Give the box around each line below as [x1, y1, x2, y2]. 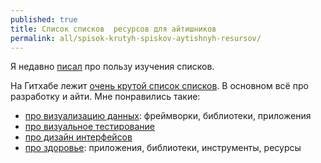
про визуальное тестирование [24, 121, 155, 133]
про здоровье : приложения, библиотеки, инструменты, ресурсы [24, 142, 302, 154]
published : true [10, 14, 78, 25]
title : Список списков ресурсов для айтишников [10, 24, 217, 34]
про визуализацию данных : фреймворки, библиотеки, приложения [24, 110, 312, 122]
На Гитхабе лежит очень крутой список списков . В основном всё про [10, 80, 309, 92]
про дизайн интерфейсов [24, 131, 133, 143]
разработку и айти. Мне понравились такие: [10, 91, 201, 103]
